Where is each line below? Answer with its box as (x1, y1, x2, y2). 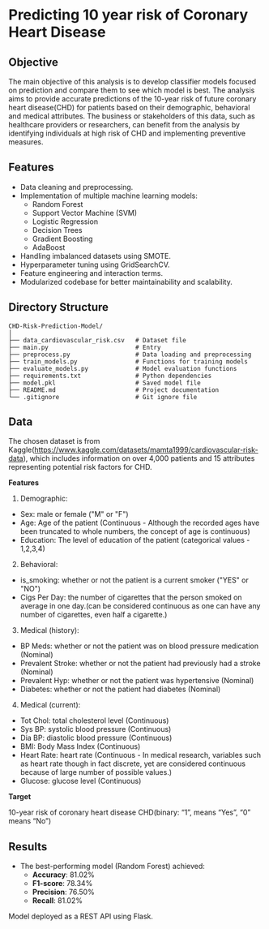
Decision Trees (32, 225, 83, 234)
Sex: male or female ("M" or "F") (19, 510, 129, 519)
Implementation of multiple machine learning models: (19, 191, 199, 200)
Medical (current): (19, 700, 81, 710)
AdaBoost (32, 242, 66, 252)
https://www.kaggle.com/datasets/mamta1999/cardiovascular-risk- (34, 445, 259, 455)
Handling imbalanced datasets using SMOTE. (19, 251, 172, 260)
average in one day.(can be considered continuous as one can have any (19, 601, 261, 611)
